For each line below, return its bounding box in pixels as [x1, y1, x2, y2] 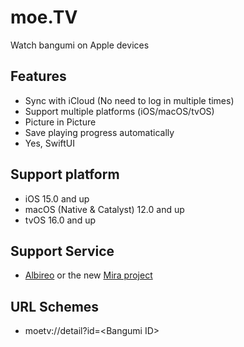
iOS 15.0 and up [24, 192, 90, 205]
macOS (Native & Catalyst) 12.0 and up [24, 203, 185, 215]
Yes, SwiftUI [24, 137, 76, 149]
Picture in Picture [24, 116, 97, 128]
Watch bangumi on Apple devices [10, 39, 150, 51]
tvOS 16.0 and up [24, 214, 96, 226]
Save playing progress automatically [24, 126, 175, 138]
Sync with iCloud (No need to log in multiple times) [24, 94, 235, 106]
